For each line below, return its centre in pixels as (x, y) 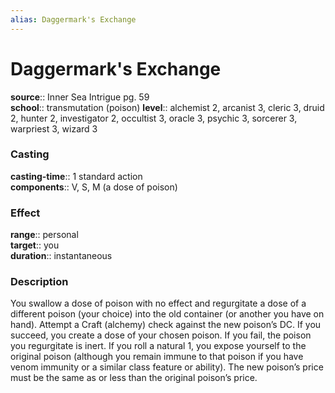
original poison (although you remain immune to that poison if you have (157, 357)
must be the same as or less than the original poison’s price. (134, 378)
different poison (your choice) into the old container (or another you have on (167, 314)
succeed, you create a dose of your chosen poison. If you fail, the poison (161, 335)
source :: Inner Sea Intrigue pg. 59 (80, 97)
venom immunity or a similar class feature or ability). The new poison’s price (167, 367)
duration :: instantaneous (61, 256)
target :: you (35, 245)
